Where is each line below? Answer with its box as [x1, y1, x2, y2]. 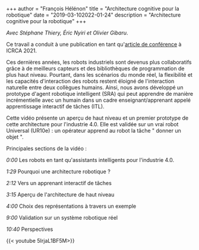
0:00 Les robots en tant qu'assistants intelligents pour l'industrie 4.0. [6, 157, 175, 163]
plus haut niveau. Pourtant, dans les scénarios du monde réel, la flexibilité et [6, 71, 193, 78]
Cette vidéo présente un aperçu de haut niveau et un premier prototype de [6, 114, 189, 121]
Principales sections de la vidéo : [6, 145, 87, 152]
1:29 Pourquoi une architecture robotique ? [6, 168, 111, 175]
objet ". [6, 133, 24, 140]
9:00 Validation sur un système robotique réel [6, 214, 118, 221]
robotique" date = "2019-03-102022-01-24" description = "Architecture [6, 11, 181, 18]
